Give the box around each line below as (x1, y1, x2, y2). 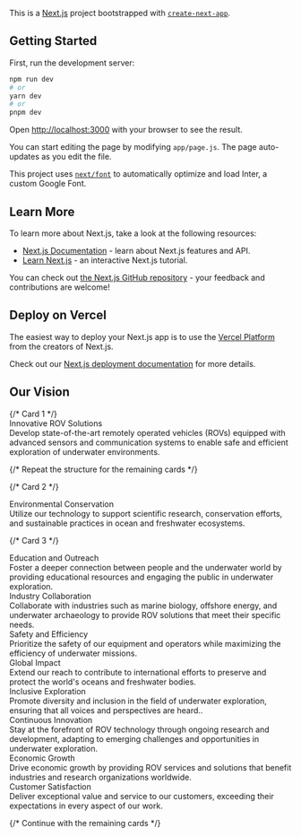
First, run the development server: (9, 57, 135, 68)
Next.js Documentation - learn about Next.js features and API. (21, 246, 251, 256)
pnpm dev (9, 108, 42, 118)
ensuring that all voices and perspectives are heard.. (9, 704, 203, 716)
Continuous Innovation (9, 714, 93, 725)
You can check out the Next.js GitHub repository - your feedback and (9, 273, 266, 283)
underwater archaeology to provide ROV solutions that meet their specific (9, 609, 281, 620)
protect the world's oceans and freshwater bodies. (9, 676, 197, 687)
